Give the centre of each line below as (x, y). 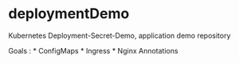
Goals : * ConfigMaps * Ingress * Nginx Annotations (93, 50)
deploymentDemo (69, 14)
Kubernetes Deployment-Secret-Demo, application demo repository (119, 35)
